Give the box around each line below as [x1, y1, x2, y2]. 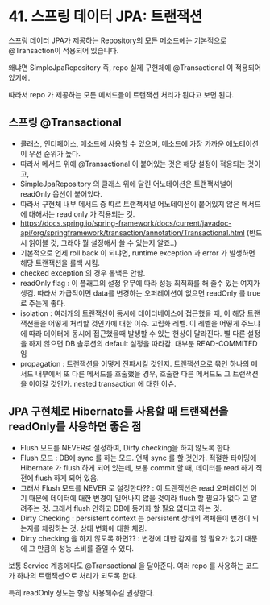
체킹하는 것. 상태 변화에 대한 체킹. [41, 523, 147, 532]
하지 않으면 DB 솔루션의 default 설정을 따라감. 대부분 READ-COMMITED [28, 338, 258, 348]
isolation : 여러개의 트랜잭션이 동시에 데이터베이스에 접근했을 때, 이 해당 [19, 308, 246, 318]
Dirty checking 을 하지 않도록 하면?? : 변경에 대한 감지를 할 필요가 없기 [19, 533, 243, 543]
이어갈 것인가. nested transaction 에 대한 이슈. [28, 379, 177, 388]
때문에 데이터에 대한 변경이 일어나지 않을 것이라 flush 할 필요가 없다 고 [28, 493, 250, 503]
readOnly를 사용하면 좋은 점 [8, 420, 142, 433]
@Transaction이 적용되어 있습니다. [8, 45, 119, 55]
